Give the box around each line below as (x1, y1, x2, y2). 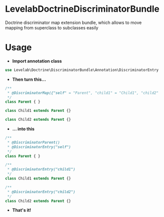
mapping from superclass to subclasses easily (5, 24, 99, 30)
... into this (12, 126, 35, 131)
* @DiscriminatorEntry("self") (7, 144, 71, 150)
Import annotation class (12, 58, 62, 64)
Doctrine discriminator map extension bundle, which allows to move (5, 20, 142, 25)
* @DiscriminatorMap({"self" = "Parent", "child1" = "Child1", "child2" (7, 90, 159, 95)
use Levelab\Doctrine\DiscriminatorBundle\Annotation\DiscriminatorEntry (5, 67, 159, 72)
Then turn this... (12, 76, 47, 82)
